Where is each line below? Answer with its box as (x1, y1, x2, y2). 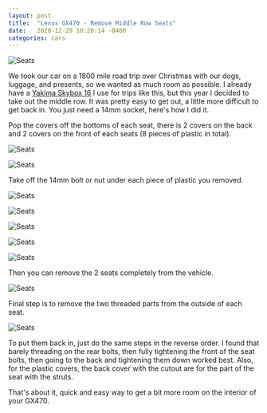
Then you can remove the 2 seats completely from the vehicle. (8, 268, 214, 277)
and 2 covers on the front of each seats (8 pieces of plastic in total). (8, 129, 232, 139)
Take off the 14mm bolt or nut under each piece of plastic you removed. (8, 175, 244, 185)
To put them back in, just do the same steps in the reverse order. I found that (8, 338, 260, 348)
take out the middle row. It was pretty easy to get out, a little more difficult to (8, 96, 259, 106)
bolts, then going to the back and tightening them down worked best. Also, (8, 356, 253, 365)
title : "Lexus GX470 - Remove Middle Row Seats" (8, 19, 177, 27)
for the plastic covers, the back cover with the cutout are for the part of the (8, 364, 255, 373)
